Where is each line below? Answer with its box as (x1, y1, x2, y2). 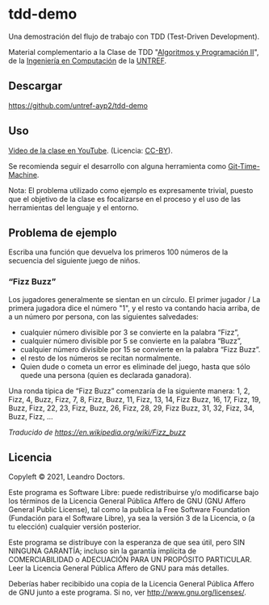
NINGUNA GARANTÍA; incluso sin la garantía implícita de (8, 546, 196, 556)
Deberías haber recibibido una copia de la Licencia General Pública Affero (8, 579, 254, 589)
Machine (8, 170, 38, 179)
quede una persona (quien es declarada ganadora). (19, 370, 192, 380)
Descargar (8, 79, 63, 93)
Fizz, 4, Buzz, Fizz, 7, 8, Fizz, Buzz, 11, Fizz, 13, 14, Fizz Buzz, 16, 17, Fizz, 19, (8, 394, 261, 404)
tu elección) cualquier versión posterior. (8, 522, 141, 531)
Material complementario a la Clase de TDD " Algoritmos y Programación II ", (8, 47, 259, 57)
